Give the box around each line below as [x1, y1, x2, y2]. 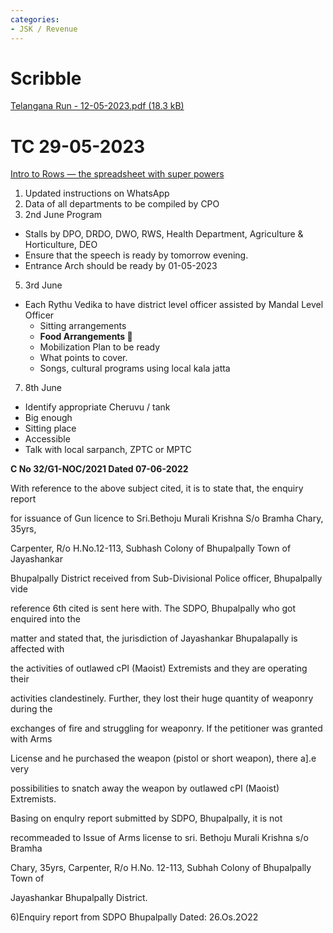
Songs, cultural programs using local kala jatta [39, 362, 231, 375]
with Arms [10, 733, 53, 745]
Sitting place [24, 422, 77, 435]
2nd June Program [24, 209, 103, 221]
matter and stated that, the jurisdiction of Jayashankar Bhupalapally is [10, 632, 298, 645]
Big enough [24, 412, 73, 424]
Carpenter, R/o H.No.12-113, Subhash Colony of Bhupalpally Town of [10, 542, 292, 555]
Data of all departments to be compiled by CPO [24, 198, 220, 210]
